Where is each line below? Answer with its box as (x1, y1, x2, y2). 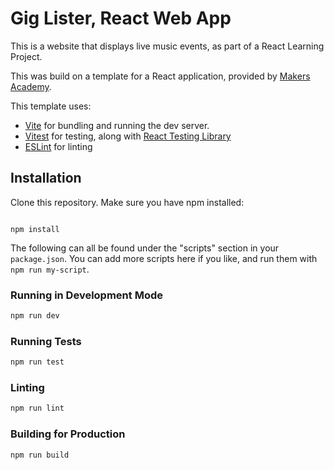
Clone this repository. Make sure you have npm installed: (10, 196, 245, 208)
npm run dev (10, 311, 60, 321)
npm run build (10, 450, 70, 460)
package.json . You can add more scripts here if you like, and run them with (10, 252, 318, 264)
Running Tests (10, 334, 82, 348)
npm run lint (10, 403, 65, 414)
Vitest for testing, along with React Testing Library (24, 130, 232, 142)
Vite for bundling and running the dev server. (24, 119, 210, 131)
